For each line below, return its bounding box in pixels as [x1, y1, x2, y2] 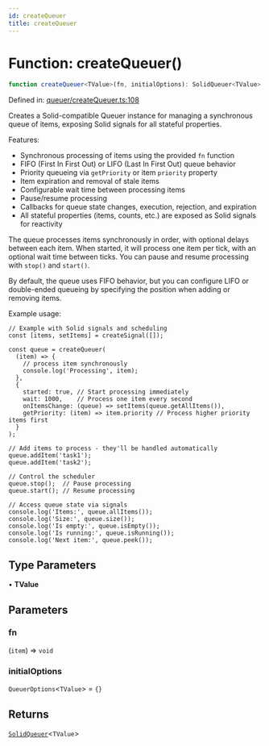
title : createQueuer [8, 19, 78, 27]
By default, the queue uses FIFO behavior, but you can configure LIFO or [8, 276, 250, 286]
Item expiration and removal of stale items [19, 177, 159, 186]
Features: [8, 135, 40, 145]
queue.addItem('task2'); [8, 459, 92, 467]
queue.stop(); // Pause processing [8, 480, 131, 488]
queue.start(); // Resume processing [8, 487, 135, 495]
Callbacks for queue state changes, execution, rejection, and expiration [19, 202, 257, 212]
